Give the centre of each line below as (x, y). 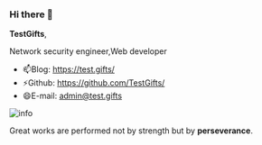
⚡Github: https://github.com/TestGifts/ (94, 83)
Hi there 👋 (32, 14)
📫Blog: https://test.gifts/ (69, 69)
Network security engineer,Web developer (88, 51)
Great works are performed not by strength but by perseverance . (131, 131)
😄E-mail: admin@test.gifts (72, 96)
